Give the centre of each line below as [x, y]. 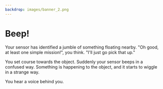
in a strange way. [22, 72]
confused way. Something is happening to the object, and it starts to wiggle [81, 67]
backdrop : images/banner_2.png [37, 9]
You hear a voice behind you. [35, 81]
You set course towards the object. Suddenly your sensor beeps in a [74, 62]
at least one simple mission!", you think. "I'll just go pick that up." [70, 52]
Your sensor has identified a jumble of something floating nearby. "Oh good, [82, 47]
